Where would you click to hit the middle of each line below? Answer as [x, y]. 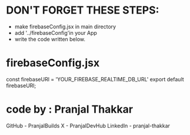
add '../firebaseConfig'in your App [56, 32]
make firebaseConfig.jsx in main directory [65, 27]
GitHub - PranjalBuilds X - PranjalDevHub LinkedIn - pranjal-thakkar [88, 126]
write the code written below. [50, 39]
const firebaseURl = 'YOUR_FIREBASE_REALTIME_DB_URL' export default [95, 79]
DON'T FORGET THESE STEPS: [83, 10]
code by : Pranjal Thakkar [70, 109]
